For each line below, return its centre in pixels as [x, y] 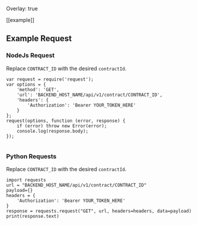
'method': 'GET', [38, 89]
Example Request [39, 39]
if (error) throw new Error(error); [62, 126]
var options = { [26, 84]
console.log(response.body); [53, 131]
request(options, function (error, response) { [66, 121]
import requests [26, 180]
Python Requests [31, 156]
